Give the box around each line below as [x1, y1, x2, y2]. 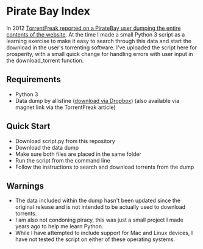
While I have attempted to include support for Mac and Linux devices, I [15, 230, 193, 237]
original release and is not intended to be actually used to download [15, 203, 186, 211]
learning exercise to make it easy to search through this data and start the [6, 37, 192, 44]
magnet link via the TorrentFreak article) [15, 103, 116, 111]
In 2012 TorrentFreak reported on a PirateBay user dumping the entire [6, 24, 181, 32]
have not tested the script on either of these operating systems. [15, 236, 176, 243]
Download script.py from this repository [15, 137, 116, 144]
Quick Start [6, 121, 51, 132]
